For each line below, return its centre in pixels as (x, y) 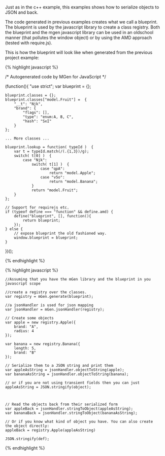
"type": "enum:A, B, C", (48, 117)
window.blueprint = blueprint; (46, 238)
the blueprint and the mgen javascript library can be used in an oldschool (79, 32)
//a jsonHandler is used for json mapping (49, 305)
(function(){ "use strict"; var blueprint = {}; (48, 86)
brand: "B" (25, 352)
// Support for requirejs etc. (37, 208)
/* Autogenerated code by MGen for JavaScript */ (56, 77)
